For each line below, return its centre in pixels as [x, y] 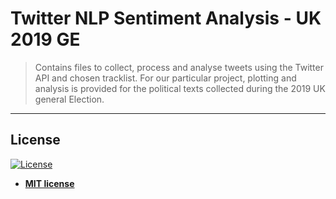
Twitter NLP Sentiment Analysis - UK [166, 18]
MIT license [49, 183]
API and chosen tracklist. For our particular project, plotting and [165, 78]
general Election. [69, 99]
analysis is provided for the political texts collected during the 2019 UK [180, 88]
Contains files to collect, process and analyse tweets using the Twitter [179, 67]
